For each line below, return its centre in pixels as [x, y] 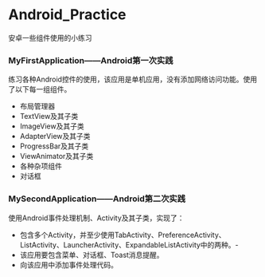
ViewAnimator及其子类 [57, 156]
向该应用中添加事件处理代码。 [68, 264]
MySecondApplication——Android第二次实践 [97, 199]
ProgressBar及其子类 [54, 146]
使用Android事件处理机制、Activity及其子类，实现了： [96, 218]
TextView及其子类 [49, 117]
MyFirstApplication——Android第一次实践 [91, 60]
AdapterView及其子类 [55, 137]
